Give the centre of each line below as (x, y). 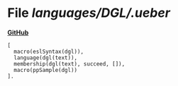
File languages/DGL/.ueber (89, 13)
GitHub (18, 32)
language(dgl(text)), (46, 58)
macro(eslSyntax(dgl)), (49, 51)
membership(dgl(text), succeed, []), (69, 64)
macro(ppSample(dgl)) (46, 70)
